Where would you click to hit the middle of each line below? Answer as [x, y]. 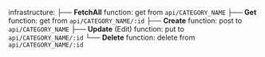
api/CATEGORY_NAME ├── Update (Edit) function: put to [97, 29]
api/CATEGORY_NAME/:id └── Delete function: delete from [102, 37]
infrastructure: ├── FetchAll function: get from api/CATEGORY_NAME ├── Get [132, 12]
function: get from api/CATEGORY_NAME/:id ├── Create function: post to [125, 21]
